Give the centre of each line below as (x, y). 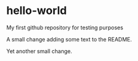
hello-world (37, 11)
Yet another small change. (39, 51)
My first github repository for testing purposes (65, 27)
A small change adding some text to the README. (69, 39)
